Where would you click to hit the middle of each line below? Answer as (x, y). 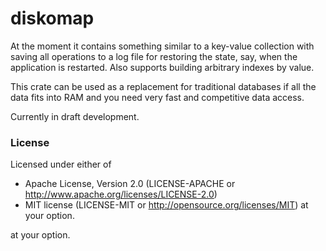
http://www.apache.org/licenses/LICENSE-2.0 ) (121, 194)
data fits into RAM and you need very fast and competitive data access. (157, 97)
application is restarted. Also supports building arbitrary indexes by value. (162, 67)
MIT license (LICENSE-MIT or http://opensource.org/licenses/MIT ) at (166, 205)
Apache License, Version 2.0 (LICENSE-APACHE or (130, 184)
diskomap (52, 18)
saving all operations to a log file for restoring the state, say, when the (154, 56)
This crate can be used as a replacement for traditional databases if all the (163, 86)
